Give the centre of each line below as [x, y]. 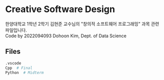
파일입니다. [16, 30]
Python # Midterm [24, 72]
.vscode [13, 63]
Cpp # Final [19, 68]
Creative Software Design [60, 9]
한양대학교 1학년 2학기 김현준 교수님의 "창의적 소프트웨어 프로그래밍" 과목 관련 [82, 24]
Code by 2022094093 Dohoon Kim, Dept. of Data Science [66, 36]
